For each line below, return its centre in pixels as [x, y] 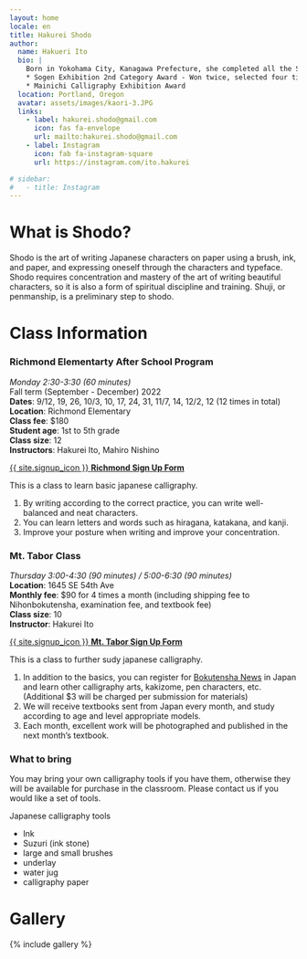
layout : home [34, 18]
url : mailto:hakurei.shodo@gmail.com [106, 137]
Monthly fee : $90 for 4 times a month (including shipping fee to [130, 595]
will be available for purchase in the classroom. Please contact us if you [144, 789]
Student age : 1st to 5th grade [65, 430]
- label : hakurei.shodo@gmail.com [91, 120]
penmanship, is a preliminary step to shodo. [92, 297]
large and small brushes [68, 853]
